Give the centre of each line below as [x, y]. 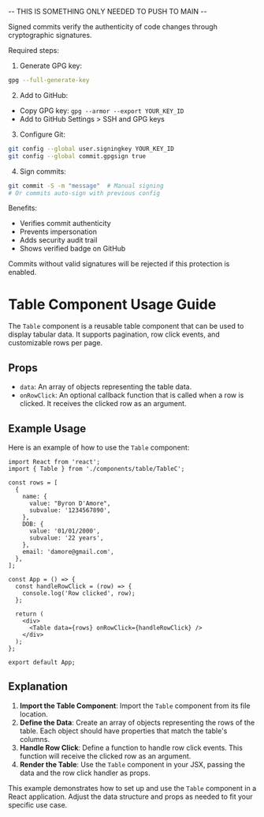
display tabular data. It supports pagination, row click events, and [114, 334]
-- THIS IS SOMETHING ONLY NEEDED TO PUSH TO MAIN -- [108, 11]
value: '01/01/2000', [65, 531]
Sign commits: [43, 171]
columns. [34, 739]
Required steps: [33, 50]
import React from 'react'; [54, 461]
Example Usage [47, 429]
